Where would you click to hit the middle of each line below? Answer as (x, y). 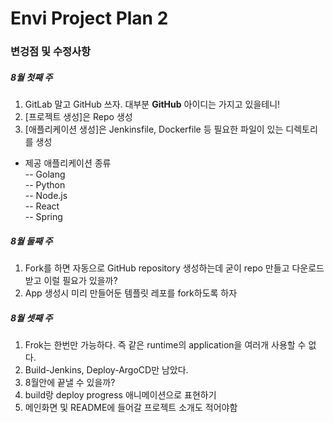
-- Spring (43, 217)
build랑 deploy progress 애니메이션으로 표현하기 (120, 395)
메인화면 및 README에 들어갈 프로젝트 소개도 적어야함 (131, 408)
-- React (42, 206)
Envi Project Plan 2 (89, 18)
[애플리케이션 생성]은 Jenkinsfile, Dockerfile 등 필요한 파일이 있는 (154, 129)
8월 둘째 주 (31, 241)
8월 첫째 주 (31, 77)
